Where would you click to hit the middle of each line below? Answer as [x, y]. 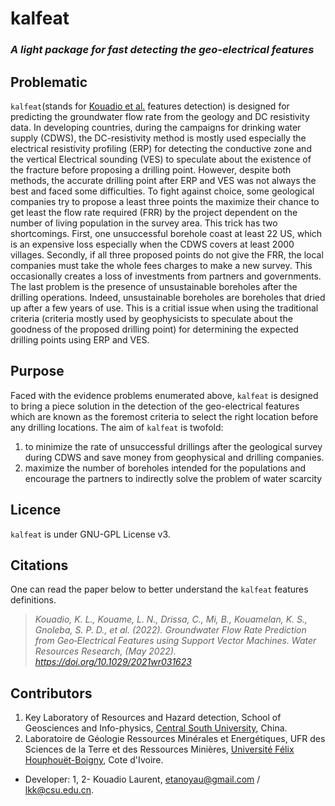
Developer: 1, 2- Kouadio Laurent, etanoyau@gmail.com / [142, 779]
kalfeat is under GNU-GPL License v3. [90, 534]
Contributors [51, 693]
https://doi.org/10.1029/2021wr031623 [113, 662]
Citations [39, 565]
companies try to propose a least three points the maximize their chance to [165, 201]
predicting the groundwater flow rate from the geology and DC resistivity [160, 116]
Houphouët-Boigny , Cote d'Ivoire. [94, 760]
